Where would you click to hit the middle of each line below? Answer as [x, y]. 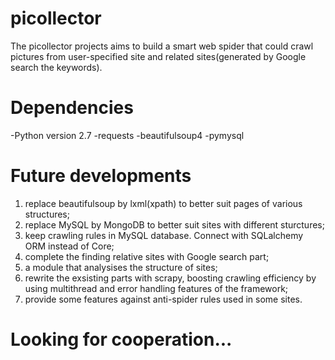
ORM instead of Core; [69, 246]
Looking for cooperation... [121, 339]
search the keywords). [56, 67]
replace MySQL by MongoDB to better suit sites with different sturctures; [174, 224]
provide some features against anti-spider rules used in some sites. [163, 299]
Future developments [101, 176]
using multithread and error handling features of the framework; [156, 288]
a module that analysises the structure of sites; [121, 267]
